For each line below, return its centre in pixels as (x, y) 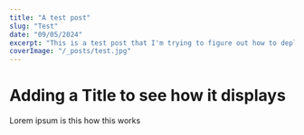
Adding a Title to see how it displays (148, 96)
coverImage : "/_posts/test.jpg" (70, 51)
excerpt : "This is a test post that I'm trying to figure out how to (143, 43)
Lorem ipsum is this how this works (75, 121)
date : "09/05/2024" (46, 34)
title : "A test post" (50, 18)
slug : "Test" (34, 26)
